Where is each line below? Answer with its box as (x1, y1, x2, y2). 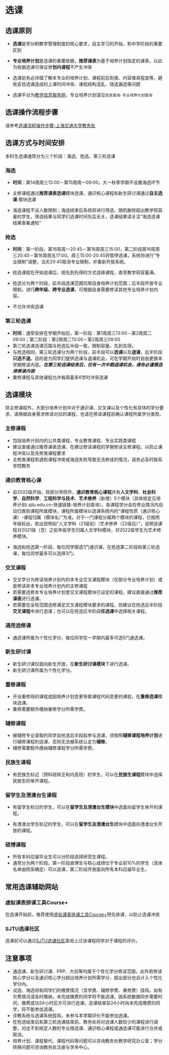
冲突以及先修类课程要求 (17, 450, 66, 456)
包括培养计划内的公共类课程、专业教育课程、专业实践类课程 (12, 437, 136, 443)
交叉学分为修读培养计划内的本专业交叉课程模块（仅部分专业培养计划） (12, 577, 158, 583)
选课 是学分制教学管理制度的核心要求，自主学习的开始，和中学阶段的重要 (12, 41, 162, 47)
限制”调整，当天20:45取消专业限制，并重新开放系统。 (17, 259, 128, 265)
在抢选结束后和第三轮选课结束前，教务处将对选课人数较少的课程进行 (12, 1019, 154, 1025)
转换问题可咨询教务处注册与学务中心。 (12, 1044, 92, 1050)
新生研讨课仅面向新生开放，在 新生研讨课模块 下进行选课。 (12, 661, 132, 667)
